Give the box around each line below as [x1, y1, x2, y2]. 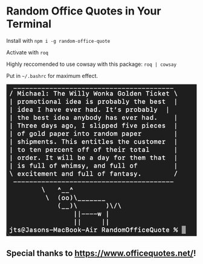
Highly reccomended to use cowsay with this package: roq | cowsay [6, 60, 177, 68]
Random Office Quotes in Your [6, 4, 161, 18]
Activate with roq [6, 48, 48, 56]
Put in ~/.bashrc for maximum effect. [6, 72, 98, 79]
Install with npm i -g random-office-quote [6, 37, 111, 44]
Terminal [6, 17, 52, 31]
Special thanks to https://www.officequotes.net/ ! [6, 248, 196, 258]
